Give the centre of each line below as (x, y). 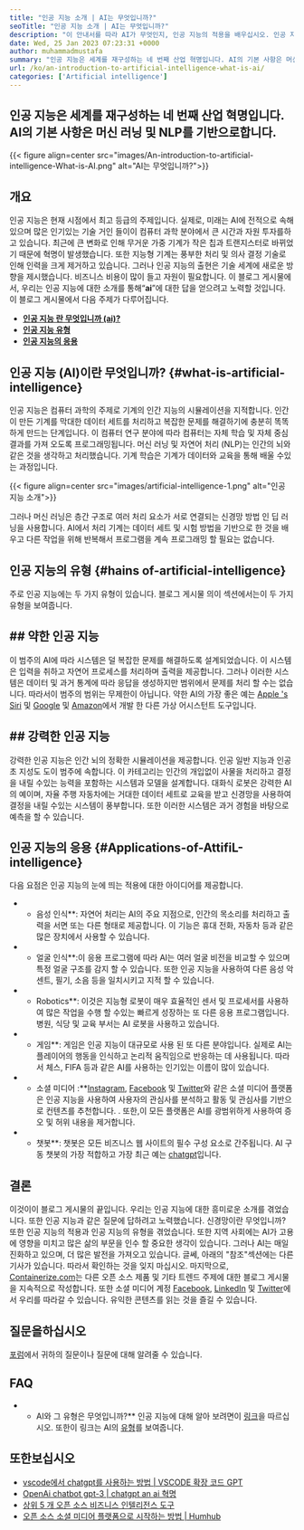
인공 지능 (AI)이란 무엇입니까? (88, 372)
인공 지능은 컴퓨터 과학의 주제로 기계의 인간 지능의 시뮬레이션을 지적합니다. (141, 410)
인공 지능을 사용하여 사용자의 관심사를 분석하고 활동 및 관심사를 (157, 1099)
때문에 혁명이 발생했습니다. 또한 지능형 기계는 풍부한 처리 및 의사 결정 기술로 (152, 254)
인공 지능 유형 (46, 330)
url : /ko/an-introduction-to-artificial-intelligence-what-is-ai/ (137, 69)
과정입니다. (38, 467)
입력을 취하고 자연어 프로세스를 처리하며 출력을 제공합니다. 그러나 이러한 (146, 671)
